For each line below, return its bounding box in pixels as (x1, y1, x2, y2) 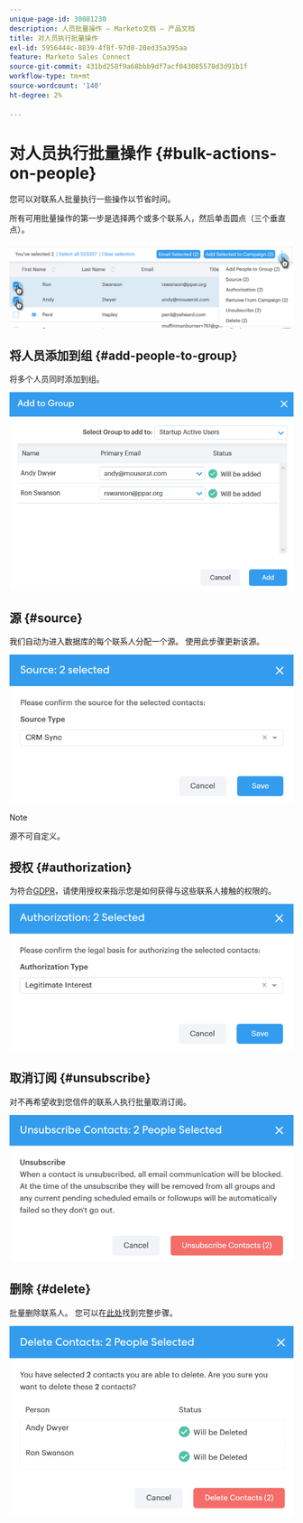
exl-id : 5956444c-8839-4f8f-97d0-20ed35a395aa (9, 43, 188, 52)
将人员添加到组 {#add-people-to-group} (9, 348, 238, 363)
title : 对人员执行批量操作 (9, 33, 99, 42)
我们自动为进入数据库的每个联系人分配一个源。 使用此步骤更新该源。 (9, 636, 264, 647)
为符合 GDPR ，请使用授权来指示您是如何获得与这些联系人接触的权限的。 (9, 886, 277, 896)
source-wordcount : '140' (9, 81, 103, 90)
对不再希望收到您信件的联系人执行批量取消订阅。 (9, 1096, 191, 1107)
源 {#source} (9, 610, 83, 626)
